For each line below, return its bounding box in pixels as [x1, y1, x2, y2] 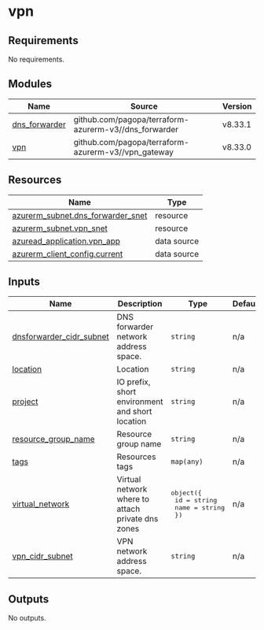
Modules [8, 77, 53, 91]
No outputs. [8, 613, 46, 623]
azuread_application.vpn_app [12, 235, 120, 246]
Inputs [8, 275, 41, 289]
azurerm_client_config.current [12, 248, 123, 259]
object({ [170, 489, 202, 498]
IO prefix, [116, 376, 151, 387]
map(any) [170, 458, 203, 466]
